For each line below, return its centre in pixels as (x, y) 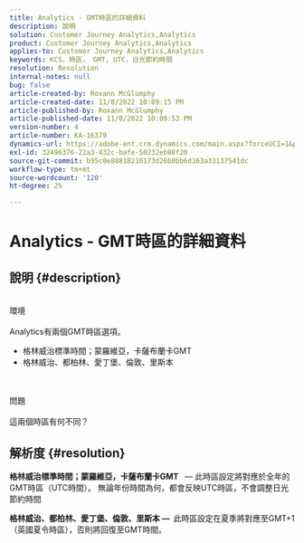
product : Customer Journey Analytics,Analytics (101, 43)
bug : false (30, 85)
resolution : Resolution (54, 69)
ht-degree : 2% (36, 186)
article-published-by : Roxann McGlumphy (87, 110)
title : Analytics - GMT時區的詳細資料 (78, 18)
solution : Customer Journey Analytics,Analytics (103, 34)
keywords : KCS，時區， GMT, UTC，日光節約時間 (91, 60)
